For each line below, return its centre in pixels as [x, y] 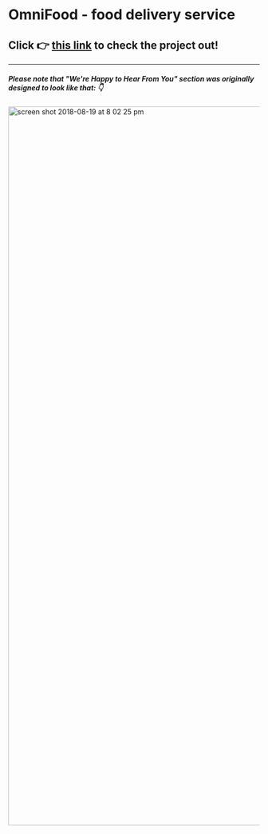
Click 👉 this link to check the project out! [114, 45]
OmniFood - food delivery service [122, 15]
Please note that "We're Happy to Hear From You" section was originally [131, 78]
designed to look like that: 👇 [56, 87]
